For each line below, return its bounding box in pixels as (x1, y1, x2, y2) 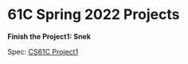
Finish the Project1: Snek (7, 32, 91, 41)
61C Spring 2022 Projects (7, 6, 180, 24)
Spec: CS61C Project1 (7, 47, 79, 56)
